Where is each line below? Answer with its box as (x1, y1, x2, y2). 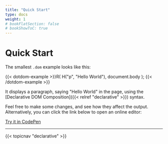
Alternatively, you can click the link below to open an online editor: (5, 109, 142, 115)
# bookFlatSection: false (5, 21, 59, 26)
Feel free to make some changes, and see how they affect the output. (5, 103, 148, 110)
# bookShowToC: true (5, 26, 48, 31)
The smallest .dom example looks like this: (5, 64, 91, 70)
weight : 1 (5, 16, 26, 21)
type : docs (5, 12, 28, 17)
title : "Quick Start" (5, 7, 50, 12)
